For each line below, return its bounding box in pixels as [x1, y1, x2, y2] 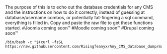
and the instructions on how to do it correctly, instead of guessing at [5, 9, 145, 15]
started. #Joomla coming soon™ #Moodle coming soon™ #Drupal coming [5, 25, 154, 31]
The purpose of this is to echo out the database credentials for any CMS [5, 4, 153, 10]
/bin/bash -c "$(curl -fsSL [5, 40, 64, 45]
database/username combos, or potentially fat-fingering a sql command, [5, 15, 154, 20]
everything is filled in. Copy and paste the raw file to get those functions [5, 20, 153, 26]
